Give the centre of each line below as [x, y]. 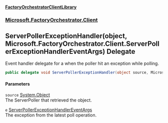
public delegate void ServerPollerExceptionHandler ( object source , [77, 73]
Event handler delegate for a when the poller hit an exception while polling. [82, 63]
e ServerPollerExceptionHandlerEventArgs [49, 110]
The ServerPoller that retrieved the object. [48, 100]
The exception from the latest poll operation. [51, 115]
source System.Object [27, 95]
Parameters [17, 84]
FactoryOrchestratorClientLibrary [41, 7]
